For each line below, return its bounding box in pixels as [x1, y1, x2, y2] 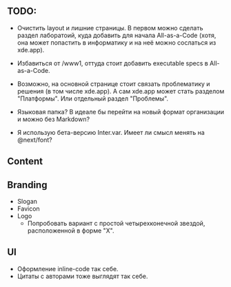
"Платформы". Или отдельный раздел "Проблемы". [17, 94, 169, 103]
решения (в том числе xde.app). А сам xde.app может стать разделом [17, 87, 225, 95]
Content [7, 156, 43, 167]
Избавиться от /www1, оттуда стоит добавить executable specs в [17, 59, 208, 67]
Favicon [17, 204, 40, 213]
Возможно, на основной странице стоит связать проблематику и [17, 79, 210, 88]
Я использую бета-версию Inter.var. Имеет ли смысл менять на [17, 128, 205, 136]
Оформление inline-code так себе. [17, 264, 119, 273]
